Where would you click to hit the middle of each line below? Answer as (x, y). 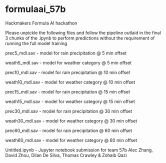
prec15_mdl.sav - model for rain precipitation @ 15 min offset (67, 91)
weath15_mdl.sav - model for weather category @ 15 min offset (70, 101)
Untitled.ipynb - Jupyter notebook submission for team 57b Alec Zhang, (79, 150)
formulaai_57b (35, 9)
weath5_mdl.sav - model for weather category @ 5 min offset (68, 62)
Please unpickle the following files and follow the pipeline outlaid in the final (83, 32)
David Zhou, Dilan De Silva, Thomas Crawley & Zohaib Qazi (66, 155)
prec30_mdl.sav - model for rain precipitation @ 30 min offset (69, 111)
